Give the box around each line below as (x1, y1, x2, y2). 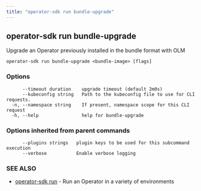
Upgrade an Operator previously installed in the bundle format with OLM (6, 47, 185, 54)
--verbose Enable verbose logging (22, 151, 136, 157)
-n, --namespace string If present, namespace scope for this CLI (11, 102, 190, 108)
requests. (6, 97, 31, 103)
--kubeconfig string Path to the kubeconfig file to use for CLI (22, 91, 196, 97)
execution (6, 145, 31, 151)
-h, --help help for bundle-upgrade (11, 112, 144, 118)
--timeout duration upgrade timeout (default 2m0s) (22, 86, 163, 92)
